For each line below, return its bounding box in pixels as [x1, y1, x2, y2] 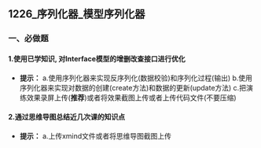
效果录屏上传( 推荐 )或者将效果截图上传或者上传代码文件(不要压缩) [26, 93, 237, 102]
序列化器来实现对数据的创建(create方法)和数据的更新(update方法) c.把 [19, 83, 246, 92]
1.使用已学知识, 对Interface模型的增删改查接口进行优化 [8, 54, 186, 63]
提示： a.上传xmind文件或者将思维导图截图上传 [19, 131, 171, 140]
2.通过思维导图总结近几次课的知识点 [8, 113, 126, 122]
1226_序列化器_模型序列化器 [8, 7, 145, 21]
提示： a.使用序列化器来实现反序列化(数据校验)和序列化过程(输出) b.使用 [19, 73, 253, 83]
